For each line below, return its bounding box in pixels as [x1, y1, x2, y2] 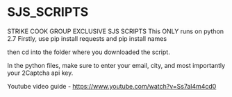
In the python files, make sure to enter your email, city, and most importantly [7, 61, 226, 69]
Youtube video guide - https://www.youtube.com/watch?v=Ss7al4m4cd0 [7, 82, 217, 90]
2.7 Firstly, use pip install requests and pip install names [7, 34, 167, 42]
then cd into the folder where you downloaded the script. [7, 48, 170, 56]
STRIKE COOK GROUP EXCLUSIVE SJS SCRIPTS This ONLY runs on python [7, 27, 224, 35]
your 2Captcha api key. [7, 69, 74, 77]
